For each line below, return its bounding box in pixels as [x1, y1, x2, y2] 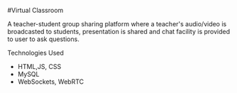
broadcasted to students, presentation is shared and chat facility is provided [7, 28, 231, 35]
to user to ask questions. [7, 35, 79, 43]
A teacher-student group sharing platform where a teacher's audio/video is [7, 20, 227, 28]
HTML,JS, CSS [17, 62, 62, 70]
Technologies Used [7, 49, 64, 57]
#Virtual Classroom [7, 6, 64, 14]
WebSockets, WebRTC [17, 77, 84, 86]
